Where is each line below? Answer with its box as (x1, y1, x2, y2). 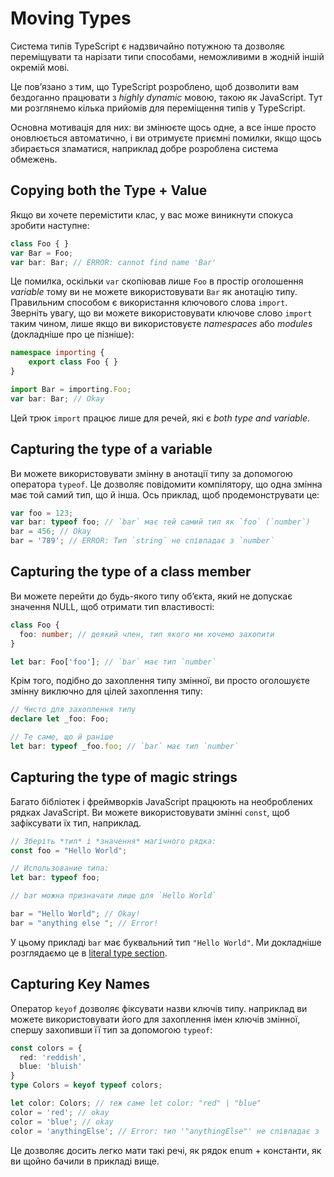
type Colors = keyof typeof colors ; (10, 1080, 163, 1091)
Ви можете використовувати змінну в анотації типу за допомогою (10, 467, 293, 479)
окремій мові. (10, 61, 70, 73)
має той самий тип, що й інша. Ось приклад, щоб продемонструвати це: (10, 488, 320, 501)
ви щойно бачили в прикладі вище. (10, 1155, 160, 1167)
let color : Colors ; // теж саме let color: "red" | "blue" (10, 1098, 262, 1108)
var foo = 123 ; (10, 508, 74, 518)
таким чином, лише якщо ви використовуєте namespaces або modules (10, 318, 313, 330)
